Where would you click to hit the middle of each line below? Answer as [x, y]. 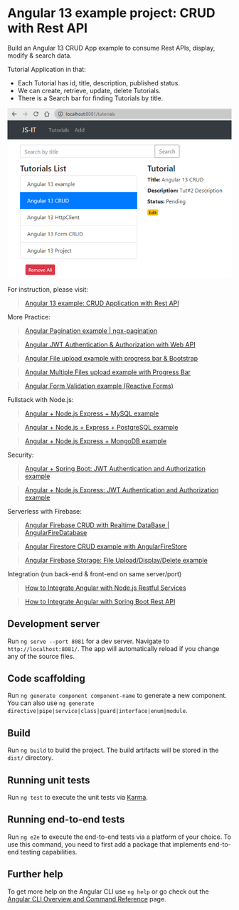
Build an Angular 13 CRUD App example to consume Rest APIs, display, [111, 48]
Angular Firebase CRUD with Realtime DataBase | [97, 525]
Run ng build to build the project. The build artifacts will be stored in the [113, 750]
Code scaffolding [46, 678]
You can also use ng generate [51, 703]
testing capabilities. [49, 852]
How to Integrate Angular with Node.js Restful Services [105, 588]
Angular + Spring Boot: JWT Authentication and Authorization [115, 468]
